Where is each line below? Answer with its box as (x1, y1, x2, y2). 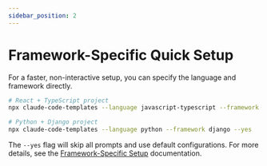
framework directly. (8, 81, 73, 90)
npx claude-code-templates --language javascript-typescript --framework (8, 104, 260, 112)
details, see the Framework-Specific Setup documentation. (8, 148, 202, 158)
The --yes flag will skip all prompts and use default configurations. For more (8, 140, 259, 150)
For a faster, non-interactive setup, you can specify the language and (8, 73, 237, 82)
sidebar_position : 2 (8, 11, 78, 20)
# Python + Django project (8, 118, 98, 126)
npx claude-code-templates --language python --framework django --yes (8, 125, 252, 134)
